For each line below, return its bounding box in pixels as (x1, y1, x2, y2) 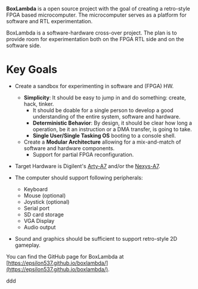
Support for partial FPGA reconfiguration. (32, 151, 134, 158)
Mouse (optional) (23, 192, 66, 199)
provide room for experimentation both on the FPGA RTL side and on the (6, 36, 184, 42)
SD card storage (23, 211, 64, 218)
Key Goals (6, 63, 58, 76)
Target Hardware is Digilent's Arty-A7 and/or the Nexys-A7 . (14, 162, 160, 169)
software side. (6, 42, 42, 49)
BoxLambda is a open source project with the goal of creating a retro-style (6, 5, 190, 12)
